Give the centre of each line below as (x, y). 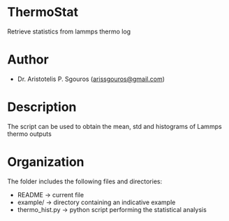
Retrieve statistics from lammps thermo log (69, 31)
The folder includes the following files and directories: (85, 181)
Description (42, 107)
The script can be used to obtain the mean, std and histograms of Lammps (114, 126)
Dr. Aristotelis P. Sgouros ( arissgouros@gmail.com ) (91, 79)
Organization (46, 162)
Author (28, 60)
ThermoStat (43, 12)
